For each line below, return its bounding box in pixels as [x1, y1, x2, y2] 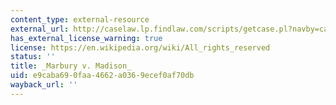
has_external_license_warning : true [10, 33, 163, 43]
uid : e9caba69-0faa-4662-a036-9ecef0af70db [10, 71, 195, 81]
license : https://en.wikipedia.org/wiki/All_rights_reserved [10, 42, 271, 53]
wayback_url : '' [10, 80, 78, 90]
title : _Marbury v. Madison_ [10, 61, 132, 71]
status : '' [10, 52, 56, 62]
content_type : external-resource [10, 14, 150, 25]
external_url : [10, 24, 70, 34]
